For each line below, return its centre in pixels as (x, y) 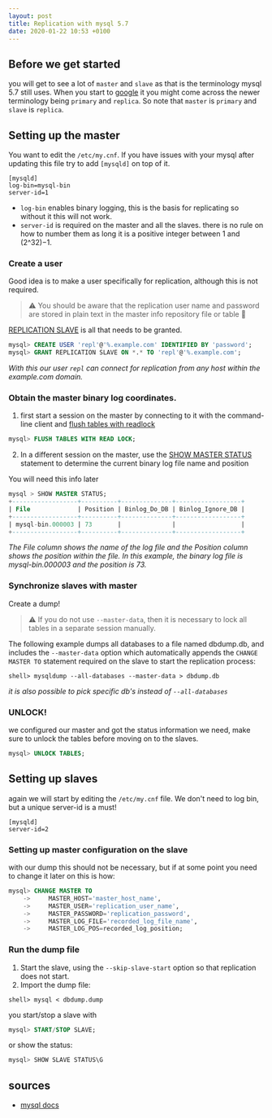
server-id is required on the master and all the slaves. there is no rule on (142, 225)
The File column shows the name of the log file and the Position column (128, 547)
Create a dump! (35, 603)
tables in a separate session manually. (92, 628)
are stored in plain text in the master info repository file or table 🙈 (137, 314)
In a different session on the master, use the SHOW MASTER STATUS (136, 455)
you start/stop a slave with (53, 1015)
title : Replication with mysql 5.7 (69, 24)
